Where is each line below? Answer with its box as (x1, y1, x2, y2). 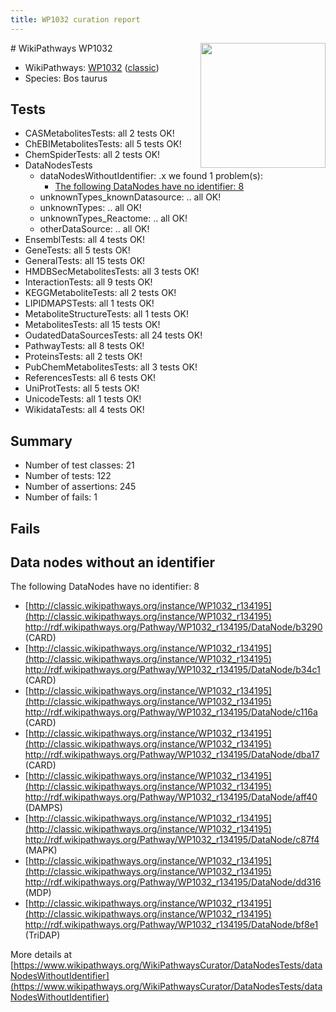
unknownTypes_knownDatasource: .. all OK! (39, 191, 222, 203)
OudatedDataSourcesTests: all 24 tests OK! (24, 329, 203, 341)
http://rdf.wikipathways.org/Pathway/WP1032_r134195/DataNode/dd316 (24, 876, 322, 888)
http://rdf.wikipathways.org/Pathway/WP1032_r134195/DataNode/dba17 (24, 749, 320, 761)
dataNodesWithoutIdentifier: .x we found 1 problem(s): (39, 170, 263, 182)
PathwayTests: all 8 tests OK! (24, 340, 145, 352)
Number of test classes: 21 (24, 459, 135, 471)
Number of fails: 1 (24, 491, 98, 503)
